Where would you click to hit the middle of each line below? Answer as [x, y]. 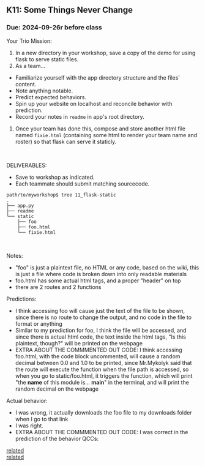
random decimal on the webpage [57, 389]
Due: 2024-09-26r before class [54, 28]
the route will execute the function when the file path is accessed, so [102, 369]
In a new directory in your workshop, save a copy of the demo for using [105, 53]
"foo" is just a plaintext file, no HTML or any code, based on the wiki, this [107, 267]
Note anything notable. [44, 91]
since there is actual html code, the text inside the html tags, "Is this [101, 337]
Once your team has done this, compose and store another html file [100, 129]
